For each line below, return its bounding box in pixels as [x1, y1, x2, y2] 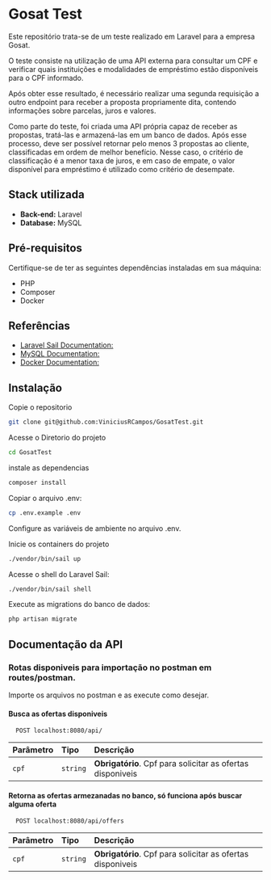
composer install [8, 478, 67, 486]
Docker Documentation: [19, 357, 99, 368]
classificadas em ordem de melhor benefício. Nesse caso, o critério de [8, 147, 244, 157]
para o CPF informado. [8, 73, 84, 82]
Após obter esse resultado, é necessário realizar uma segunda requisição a [8, 88, 260, 98]
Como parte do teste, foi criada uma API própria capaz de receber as [8, 121, 238, 131]
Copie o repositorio [8, 402, 73, 412]
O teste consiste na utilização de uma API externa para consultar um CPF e [8, 56, 258, 65]
